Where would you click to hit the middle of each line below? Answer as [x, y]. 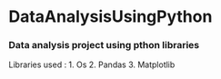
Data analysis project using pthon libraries [104, 45]
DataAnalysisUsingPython [110, 17]
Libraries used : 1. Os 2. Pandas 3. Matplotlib [92, 64]
